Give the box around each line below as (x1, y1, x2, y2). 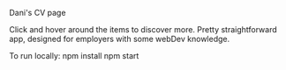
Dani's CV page (9, 8, 66, 17)
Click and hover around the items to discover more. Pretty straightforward (9, 24, 278, 34)
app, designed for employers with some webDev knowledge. (9, 34, 230, 44)
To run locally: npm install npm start (9, 51, 139, 60)
